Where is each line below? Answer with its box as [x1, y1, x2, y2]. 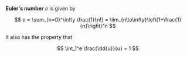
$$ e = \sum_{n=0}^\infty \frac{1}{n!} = [14, 16, 109, 23]
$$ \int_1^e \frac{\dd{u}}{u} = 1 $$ [57, 45, 139, 52]
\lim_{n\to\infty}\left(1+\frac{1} [110, 16, 182, 23]
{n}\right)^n [80, 23, 108, 29]
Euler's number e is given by [5, 5, 76, 12]
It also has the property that [5, 34, 73, 40]
